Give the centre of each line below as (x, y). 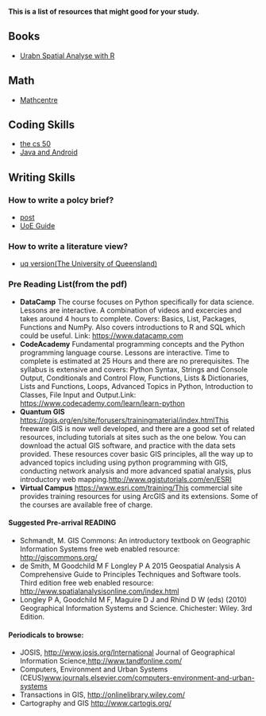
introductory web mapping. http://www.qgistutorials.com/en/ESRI (125, 479)
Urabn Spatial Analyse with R (67, 56)
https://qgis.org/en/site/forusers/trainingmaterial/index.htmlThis (124, 420)
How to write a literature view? (68, 247)
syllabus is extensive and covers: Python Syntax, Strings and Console (134, 369)
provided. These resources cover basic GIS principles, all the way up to (136, 453)
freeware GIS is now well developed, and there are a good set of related (137, 428)
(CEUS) (32, 678)
